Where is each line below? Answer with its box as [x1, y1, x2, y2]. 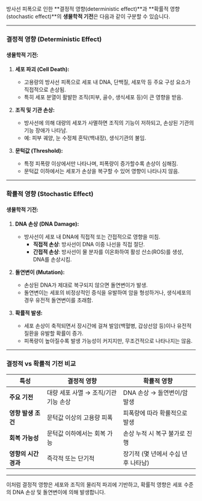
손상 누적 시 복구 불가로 [123, 429, 185, 438]
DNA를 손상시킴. [32, 256, 72, 263]
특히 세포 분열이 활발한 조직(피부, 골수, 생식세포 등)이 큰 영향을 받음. [23, 94, 183, 101]
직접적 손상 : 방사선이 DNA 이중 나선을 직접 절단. [32, 241, 145, 248]
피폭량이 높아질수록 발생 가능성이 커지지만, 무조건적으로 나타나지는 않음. [23, 337, 193, 345]
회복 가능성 [9, 433, 39, 442]
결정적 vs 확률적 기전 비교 [6, 360, 76, 368]
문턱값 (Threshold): [14, 147, 63, 155]
